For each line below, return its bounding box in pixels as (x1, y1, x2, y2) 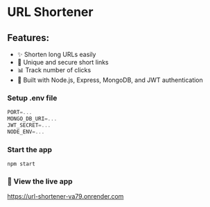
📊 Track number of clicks (17, 66, 91, 74)
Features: (7, 32, 50, 44)
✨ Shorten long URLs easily (17, 50, 96, 58)
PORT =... (7, 109, 33, 116)
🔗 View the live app (7, 176, 73, 186)
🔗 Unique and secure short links (17, 58, 109, 66)
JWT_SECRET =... (7, 122, 51, 129)
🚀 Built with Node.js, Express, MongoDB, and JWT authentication (17, 76, 203, 84)
